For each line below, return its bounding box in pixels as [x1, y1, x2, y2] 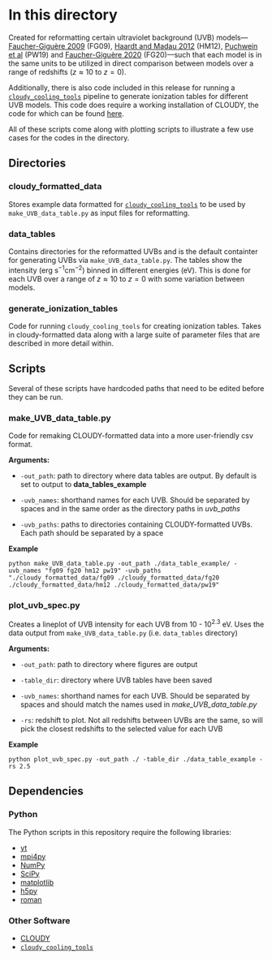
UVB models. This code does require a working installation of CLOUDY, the [8, 100, 260, 110]
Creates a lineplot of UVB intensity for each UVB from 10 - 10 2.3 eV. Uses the [8, 618, 265, 629]
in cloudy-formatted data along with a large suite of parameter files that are [8, 329, 261, 339]
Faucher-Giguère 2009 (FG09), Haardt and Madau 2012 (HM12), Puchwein [8, 41, 258, 50]
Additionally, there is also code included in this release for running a [8, 83, 235, 93]
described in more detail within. [8, 338, 114, 348]
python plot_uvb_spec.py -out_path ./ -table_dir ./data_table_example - [8, 755, 264, 764]
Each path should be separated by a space [19, 527, 164, 537]
